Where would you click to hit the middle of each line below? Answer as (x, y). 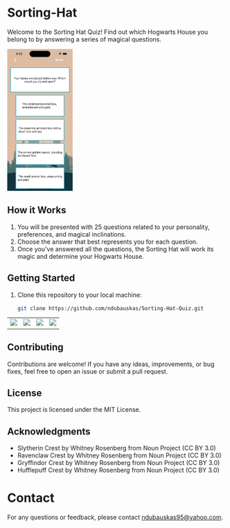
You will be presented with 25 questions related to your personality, (113, 227)
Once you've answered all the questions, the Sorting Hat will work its (115, 249)
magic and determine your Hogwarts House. (80, 256)
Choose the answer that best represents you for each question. (108, 242)
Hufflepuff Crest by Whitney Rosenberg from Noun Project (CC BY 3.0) (118, 470)
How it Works (37, 210)
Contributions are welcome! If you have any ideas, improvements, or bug (111, 364)
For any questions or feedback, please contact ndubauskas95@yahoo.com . (115, 518)
